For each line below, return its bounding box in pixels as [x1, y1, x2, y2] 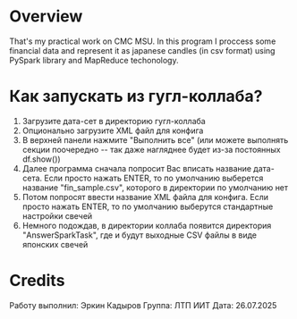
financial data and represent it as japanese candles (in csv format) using [9, 45, 276, 55]
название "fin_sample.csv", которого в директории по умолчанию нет [21, 181, 289, 193]
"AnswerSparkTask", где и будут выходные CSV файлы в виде [21, 230, 258, 240]
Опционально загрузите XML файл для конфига [21, 125, 204, 136]
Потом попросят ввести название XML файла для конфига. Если [21, 191, 268, 202]
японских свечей [21, 239, 89, 249]
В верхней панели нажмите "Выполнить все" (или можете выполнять [21, 134, 289, 145]
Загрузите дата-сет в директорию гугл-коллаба [21, 115, 206, 126]
